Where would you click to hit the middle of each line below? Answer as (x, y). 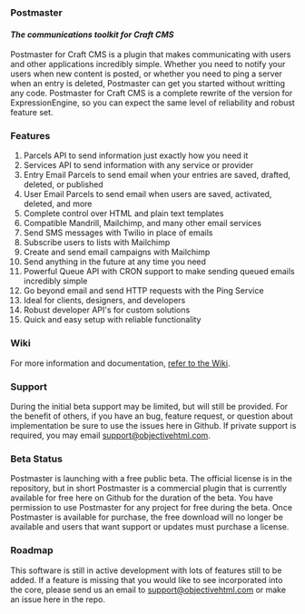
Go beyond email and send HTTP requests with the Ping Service (143, 291)
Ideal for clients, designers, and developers (104, 301)
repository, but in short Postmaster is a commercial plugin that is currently (148, 489)
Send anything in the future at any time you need (115, 262)
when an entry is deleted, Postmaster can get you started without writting (148, 84)
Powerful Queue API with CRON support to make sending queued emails (159, 272)
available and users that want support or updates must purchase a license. (150, 527)
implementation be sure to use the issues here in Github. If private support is (153, 426)
